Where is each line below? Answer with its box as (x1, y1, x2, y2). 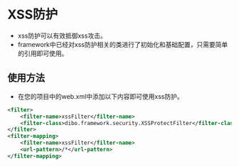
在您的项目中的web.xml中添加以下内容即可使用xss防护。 (17, 92, 184, 100)
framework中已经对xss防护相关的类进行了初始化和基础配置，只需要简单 (17, 40, 228, 48)
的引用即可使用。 (17, 49, 68, 58)
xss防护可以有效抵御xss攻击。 (17, 31, 107, 40)
